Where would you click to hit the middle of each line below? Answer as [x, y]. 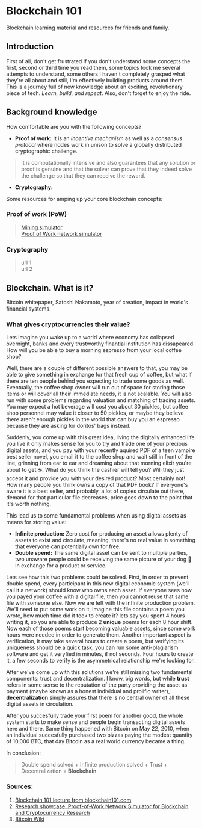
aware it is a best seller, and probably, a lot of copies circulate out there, [96, 491]
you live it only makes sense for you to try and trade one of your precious [97, 444]
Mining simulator [41, 227]
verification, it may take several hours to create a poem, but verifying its [95, 641]
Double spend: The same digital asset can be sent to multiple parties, [101, 553]
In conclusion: [23, 753]
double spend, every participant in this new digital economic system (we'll [98, 584]
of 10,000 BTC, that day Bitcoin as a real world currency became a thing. [96, 741]
